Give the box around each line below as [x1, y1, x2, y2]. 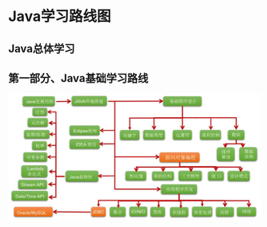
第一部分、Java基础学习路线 [8, 71, 149, 85]
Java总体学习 [8, 42, 75, 55]
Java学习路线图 [8, 7, 111, 26]
